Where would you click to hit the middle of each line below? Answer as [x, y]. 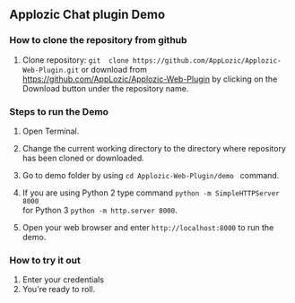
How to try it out [45, 260]
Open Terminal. [51, 131]
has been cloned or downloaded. [83, 158]
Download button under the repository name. [105, 88]
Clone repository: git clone [75, 60]
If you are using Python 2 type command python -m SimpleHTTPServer [151, 193]
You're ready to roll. [59, 290]
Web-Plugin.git [51, 70]
